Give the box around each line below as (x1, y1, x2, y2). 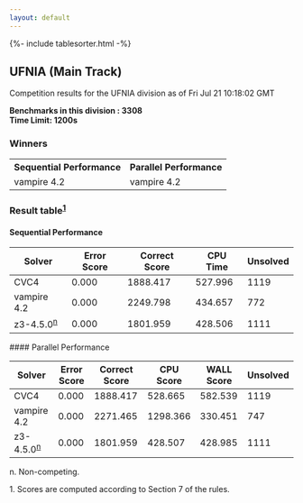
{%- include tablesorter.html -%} (9, 38, 132, 49)
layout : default (9, 13, 70, 23)
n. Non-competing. (9, 466, 80, 477)
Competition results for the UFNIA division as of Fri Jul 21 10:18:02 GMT (9, 87, 275, 99)
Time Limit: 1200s (9, 114, 78, 126)
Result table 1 (9, 202, 67, 217)
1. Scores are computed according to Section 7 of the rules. (9, 483, 230, 494)
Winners (9, 137, 48, 150)
